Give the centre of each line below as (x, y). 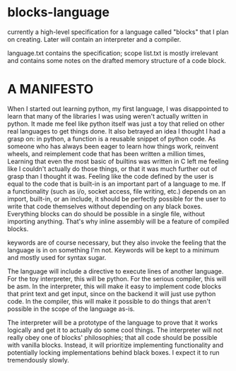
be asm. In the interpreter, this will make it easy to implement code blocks (114, 286)
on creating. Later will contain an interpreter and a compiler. (94, 39)
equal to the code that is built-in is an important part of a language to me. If (117, 184)
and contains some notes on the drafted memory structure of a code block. (117, 60)
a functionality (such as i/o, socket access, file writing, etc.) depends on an (117, 191)
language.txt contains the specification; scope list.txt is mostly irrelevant (113, 53)
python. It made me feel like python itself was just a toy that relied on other (116, 124)
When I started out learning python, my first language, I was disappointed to (118, 108)
